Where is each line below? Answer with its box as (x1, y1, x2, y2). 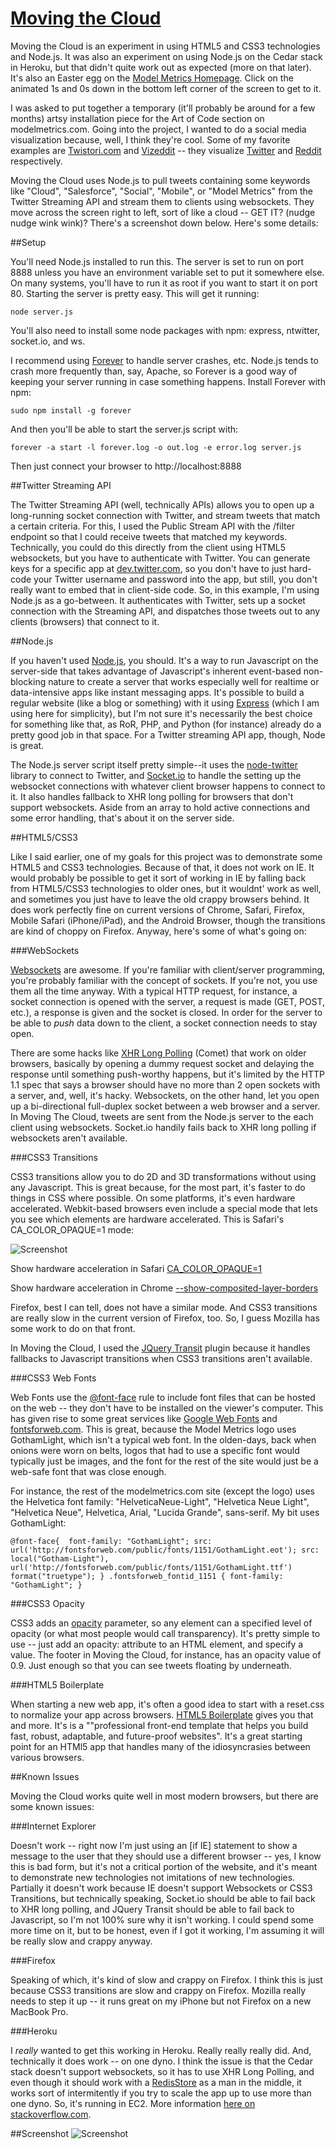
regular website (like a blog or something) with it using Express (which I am (10, 697, 320, 709)
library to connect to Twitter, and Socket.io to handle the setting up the (10, 769, 302, 781)
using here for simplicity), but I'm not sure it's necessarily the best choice (10, 707, 313, 719)
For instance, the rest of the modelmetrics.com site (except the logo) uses (10, 1485, 315, 1497)
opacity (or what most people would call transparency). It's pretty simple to (10, 1627, 321, 1639)
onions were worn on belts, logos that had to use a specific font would (10, 1444, 300, 1456)
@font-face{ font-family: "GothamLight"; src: (10, 1536, 213, 1546)
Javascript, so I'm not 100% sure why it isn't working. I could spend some (10, 1913, 314, 1926)
